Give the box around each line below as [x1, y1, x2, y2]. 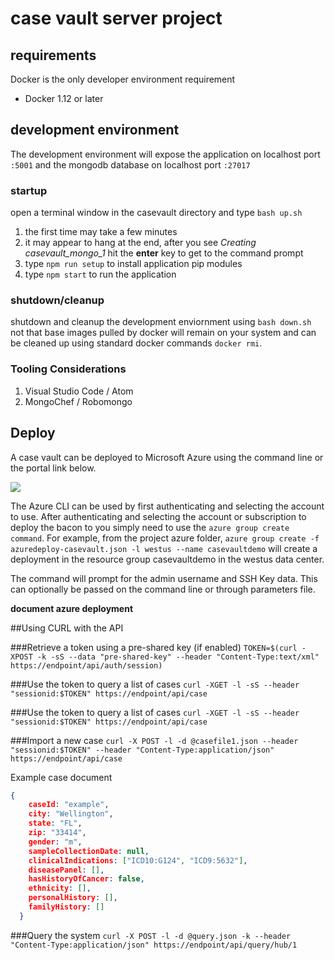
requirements [10, 47, 97, 64]
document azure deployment [10, 602, 134, 614]
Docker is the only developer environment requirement [10, 73, 236, 85]
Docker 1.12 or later [24, 93, 104, 104]
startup [10, 183, 48, 197]
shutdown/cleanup [10, 293, 105, 307]
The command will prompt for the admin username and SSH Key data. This [10, 572, 318, 584]
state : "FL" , [28, 818, 83, 829]
